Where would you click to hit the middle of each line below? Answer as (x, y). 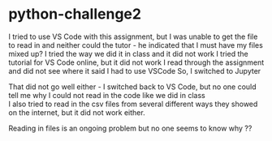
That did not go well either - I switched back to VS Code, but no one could (133, 87)
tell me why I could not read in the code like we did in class (107, 95)
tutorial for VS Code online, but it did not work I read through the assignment (136, 62)
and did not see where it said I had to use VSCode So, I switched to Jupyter (135, 70)
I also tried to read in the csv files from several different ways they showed (133, 104)
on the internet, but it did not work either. (77, 112)
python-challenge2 (75, 14)
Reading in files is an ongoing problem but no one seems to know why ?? (130, 128)
